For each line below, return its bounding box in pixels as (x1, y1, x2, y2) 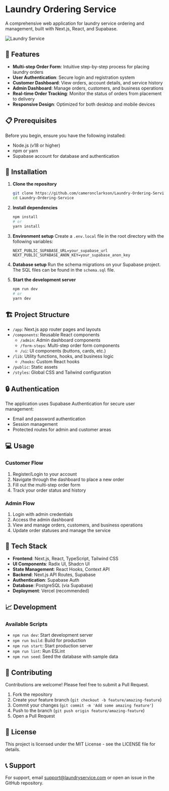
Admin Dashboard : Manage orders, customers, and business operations (12, 85, 164, 91)
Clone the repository (12, 181, 57, 187)
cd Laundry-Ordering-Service (12, 196, 74, 201)
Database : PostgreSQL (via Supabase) (12, 582, 93, 588)
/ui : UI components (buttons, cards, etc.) (20, 348, 106, 354)
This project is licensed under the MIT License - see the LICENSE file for (5, 741, 155, 747)
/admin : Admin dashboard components (20, 337, 101, 343)
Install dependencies (12, 205, 58, 211)
